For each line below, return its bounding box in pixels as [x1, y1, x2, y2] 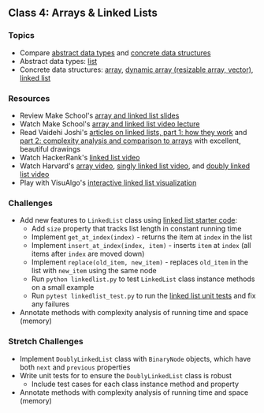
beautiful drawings [19, 144, 81, 153]
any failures [31, 299, 69, 309]
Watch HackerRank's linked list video [19, 152, 140, 162]
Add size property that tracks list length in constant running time [31, 224, 242, 234]
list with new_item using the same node [31, 266, 157, 276]
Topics [8, 30, 35, 41]
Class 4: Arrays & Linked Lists [8, 6, 158, 20]
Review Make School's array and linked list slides [19, 111, 180, 120]
